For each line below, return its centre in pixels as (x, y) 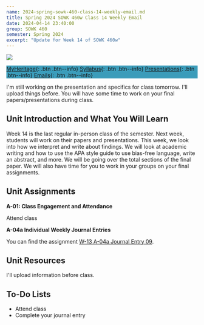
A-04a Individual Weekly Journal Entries (59, 230)
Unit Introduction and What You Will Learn (87, 119)
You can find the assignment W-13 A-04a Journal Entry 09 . (80, 241)
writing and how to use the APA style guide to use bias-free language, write (101, 153)
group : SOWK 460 (27, 29)
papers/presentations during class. (50, 100)
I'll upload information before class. (50, 275)
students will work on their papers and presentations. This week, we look (98, 140)
